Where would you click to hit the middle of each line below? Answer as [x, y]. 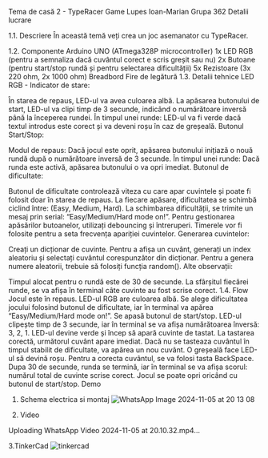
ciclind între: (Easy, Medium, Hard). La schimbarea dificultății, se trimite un [131, 208]
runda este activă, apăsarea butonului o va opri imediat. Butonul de [119, 167]
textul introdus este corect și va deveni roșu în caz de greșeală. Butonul [126, 126]
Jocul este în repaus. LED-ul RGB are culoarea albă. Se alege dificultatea [128, 299]
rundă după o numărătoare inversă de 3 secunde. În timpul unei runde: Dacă [134, 159]
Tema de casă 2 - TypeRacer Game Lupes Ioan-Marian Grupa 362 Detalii [129, 12]
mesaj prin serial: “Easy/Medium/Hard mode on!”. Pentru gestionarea [122, 217]
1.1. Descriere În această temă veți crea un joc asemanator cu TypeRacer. [128, 36]
